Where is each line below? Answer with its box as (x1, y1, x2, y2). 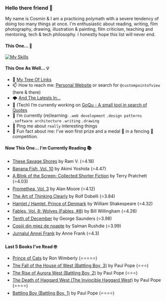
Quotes (12, 107, 28, 113)
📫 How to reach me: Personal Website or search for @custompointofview (12, 82, 160, 88)
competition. (12, 133, 38, 139)
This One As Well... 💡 (5, 65, 50, 71)
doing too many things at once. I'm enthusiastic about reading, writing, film (5, 21, 158, 27)
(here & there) (12, 89, 41, 95)
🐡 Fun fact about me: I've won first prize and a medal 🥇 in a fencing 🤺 (12, 128, 154, 134)
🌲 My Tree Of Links (12, 76, 52, 82)
